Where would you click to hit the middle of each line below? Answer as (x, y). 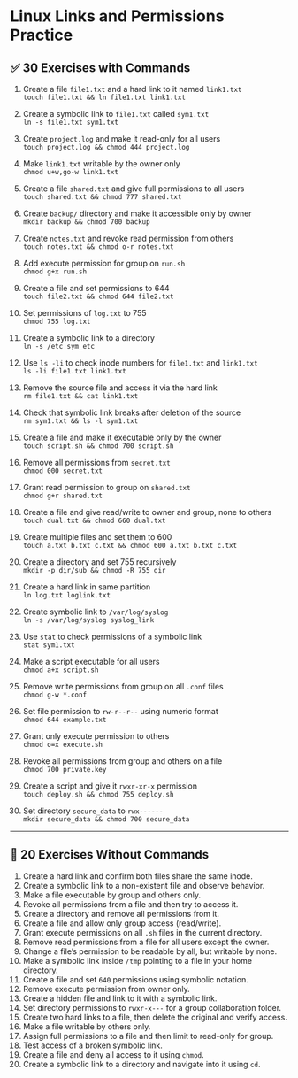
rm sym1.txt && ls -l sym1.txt (80, 421)
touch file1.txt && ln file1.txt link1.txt (104, 97)
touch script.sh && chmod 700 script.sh (98, 446)
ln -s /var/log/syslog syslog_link (88, 620)
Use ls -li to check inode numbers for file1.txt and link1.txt (141, 363)
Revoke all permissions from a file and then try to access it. (130, 904)
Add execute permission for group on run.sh (104, 263)
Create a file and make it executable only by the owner (122, 437)
